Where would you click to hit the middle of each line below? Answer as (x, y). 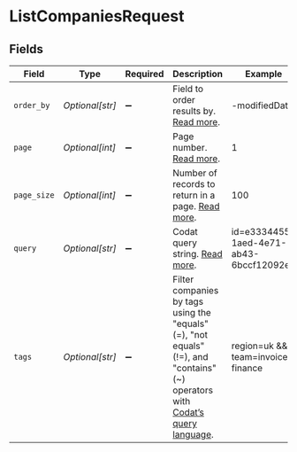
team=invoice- (263, 357)
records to (194, 184)
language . (193, 434)
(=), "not (190, 335)
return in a (194, 195)
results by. (194, 111)
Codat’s (188, 412)
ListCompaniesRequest (97, 16)
